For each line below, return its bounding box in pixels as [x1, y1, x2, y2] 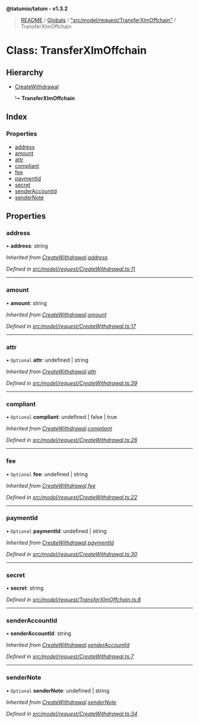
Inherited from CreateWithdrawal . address [6, 254, 108, 261]
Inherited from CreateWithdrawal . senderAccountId [6, 641, 130, 649]
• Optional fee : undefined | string [6, 470, 88, 478]
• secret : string [6, 584, 44, 591]
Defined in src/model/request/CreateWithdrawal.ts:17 [6, 323, 136, 330]
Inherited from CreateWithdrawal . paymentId [6, 539, 114, 546]
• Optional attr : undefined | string [6, 356, 89, 364]
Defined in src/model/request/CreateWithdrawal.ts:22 [6, 493, 137, 500]
